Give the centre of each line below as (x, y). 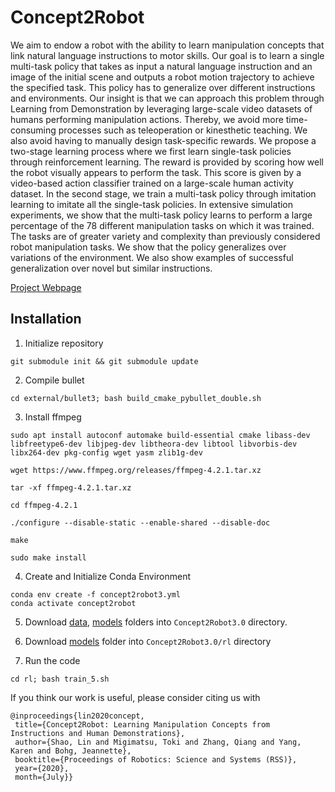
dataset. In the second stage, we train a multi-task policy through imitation (163, 193)
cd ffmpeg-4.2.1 (44, 505)
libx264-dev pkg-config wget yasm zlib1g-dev (106, 452)
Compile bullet (54, 380)
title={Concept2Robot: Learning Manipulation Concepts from (142, 724)
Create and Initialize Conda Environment (108, 576)
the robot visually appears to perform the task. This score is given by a (156, 172)
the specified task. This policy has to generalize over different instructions (163, 87)
